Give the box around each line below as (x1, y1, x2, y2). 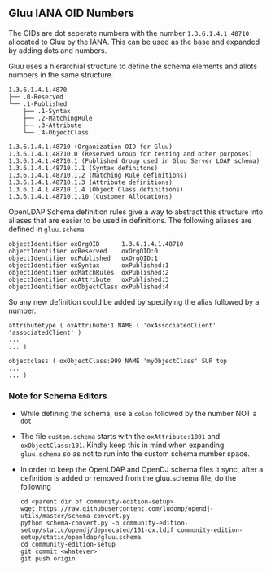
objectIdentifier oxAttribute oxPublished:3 (8, 275, 169, 283)
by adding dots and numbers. (8, 45, 107, 55)
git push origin (20, 555, 76, 563)
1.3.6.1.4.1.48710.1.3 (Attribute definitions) (8, 178, 173, 187)
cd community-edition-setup (20, 541, 116, 549)
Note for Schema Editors (8, 390, 107, 402)
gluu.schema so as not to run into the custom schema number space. (20, 449, 251, 459)
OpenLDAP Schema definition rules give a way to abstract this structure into (8, 207, 264, 217)
